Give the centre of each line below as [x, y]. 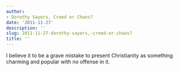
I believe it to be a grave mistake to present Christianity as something [89, 55]
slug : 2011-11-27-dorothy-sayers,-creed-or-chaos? [69, 33]
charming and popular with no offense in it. [58, 62]
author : [16, 11]
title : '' [18, 39]
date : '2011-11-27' [30, 22]
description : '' [26, 28]
